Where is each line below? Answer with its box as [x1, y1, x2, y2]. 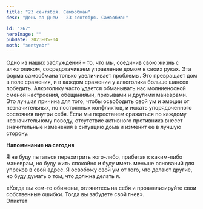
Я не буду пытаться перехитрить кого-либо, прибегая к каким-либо [6, 153, 183, 161]
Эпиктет [6, 197, 28, 204]
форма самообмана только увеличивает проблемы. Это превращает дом [6, 72, 198, 79]
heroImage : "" [6, 31, 42, 37]
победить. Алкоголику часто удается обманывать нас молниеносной [6, 85, 186, 91]
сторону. [6, 130, 29, 137]
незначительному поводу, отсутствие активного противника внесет [6, 117, 183, 124]
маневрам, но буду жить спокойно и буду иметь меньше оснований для [6, 160, 195, 167]
